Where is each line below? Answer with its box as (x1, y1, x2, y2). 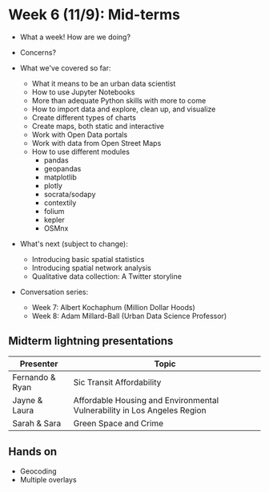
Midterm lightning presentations (8, 334, 174, 348)
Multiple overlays (19, 474, 78, 484)
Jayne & (12, 394, 43, 405)
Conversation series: (19, 287, 89, 296)
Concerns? (19, 47, 57, 57)
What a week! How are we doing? (19, 32, 130, 42)
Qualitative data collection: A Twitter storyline (31, 271, 183, 281)
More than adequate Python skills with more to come (31, 95, 207, 105)
